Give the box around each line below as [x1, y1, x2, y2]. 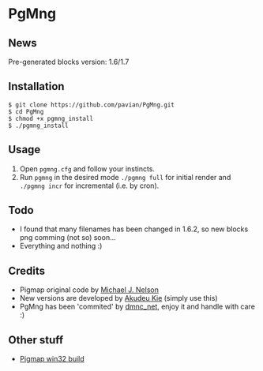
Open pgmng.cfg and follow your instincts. [19, 163, 156, 174]
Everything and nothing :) [19, 242, 103, 251]
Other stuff [8, 333, 64, 347]
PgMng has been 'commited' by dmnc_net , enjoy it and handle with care [19, 302, 255, 312]
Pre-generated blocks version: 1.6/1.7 [8, 57, 130, 66]
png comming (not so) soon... [19, 233, 116, 242]
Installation [8, 80, 65, 93]
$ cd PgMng [8, 107, 44, 115]
